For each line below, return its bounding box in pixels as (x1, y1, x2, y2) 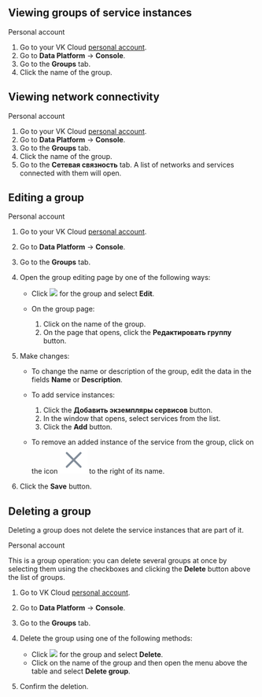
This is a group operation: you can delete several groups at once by (8, 556, 227, 566)
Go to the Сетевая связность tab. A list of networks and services (19, 160, 234, 169)
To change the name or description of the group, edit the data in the (31, 367, 252, 376)
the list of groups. (8, 573, 65, 582)
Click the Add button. (42, 422, 113, 432)
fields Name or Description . (31, 375, 124, 385)
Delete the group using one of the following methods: (19, 633, 193, 644)
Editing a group (8, 191, 85, 205)
